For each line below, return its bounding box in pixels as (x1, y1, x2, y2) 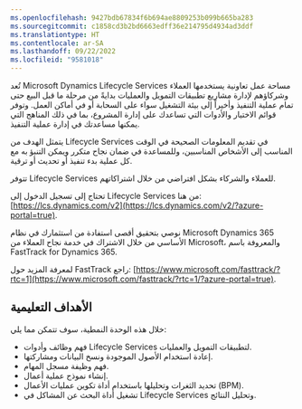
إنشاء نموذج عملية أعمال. (23, 370, 109, 381)
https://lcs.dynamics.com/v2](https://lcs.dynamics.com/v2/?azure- (13, 200, 264, 211)
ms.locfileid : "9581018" (10, 55, 104, 64)
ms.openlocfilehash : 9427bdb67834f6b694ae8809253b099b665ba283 (10, 13, 254, 23)
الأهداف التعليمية (10, 300, 93, 315)
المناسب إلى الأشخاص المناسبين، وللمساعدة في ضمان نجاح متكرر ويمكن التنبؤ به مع (10, 146, 293, 157)
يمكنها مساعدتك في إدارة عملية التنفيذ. (10, 119, 140, 129)
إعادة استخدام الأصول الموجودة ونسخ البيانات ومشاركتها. (23, 350, 213, 362)
